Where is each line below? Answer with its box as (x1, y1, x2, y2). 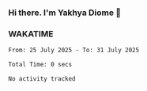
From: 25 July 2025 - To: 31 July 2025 (8, 47, 140, 55)
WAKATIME (8, 28, 54, 39)
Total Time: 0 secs (8, 61, 73, 69)
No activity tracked (8, 74, 77, 82)
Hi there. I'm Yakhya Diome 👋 (8, 7, 122, 18)
